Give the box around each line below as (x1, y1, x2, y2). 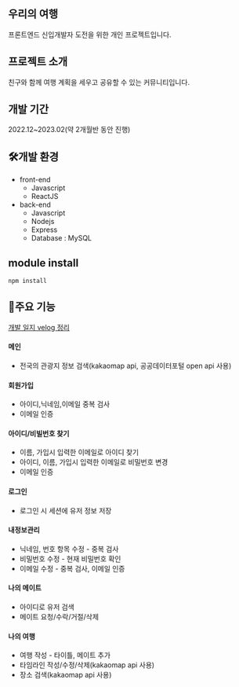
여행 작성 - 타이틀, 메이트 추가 (19, 651, 111, 660)
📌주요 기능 (8, 300, 56, 314)
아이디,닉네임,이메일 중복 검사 (19, 399, 110, 409)
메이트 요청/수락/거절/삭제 (19, 612, 100, 622)
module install (8, 256, 79, 270)
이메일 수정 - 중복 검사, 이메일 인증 (19, 564, 125, 573)
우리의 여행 (8, 7, 59, 21)
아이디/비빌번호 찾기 (8, 428, 70, 438)
